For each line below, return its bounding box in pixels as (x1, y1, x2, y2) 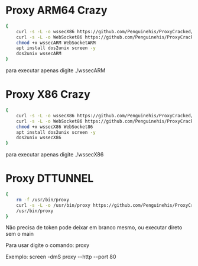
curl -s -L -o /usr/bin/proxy (16, 202, 91, 208)
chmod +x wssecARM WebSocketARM (16, 40, 96, 46)
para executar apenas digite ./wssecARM (5, 67, 106, 74)
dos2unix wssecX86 (16, 134, 61, 141)
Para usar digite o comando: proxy (5, 242, 90, 249)
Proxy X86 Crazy (5, 88, 91, 101)
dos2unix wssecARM (16, 51, 61, 57)
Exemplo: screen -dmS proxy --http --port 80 (5, 253, 116, 261)
